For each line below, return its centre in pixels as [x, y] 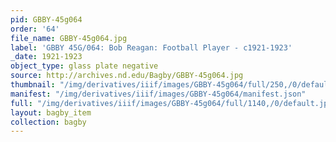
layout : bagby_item [51, 112]
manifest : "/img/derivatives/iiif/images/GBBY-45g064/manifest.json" [158, 94]
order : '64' [35, 29]
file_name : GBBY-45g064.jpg [69, 38]
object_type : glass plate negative [84, 66]
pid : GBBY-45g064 [46, 19]
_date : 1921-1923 [46, 57]
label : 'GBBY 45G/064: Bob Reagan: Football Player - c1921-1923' [151, 47]
